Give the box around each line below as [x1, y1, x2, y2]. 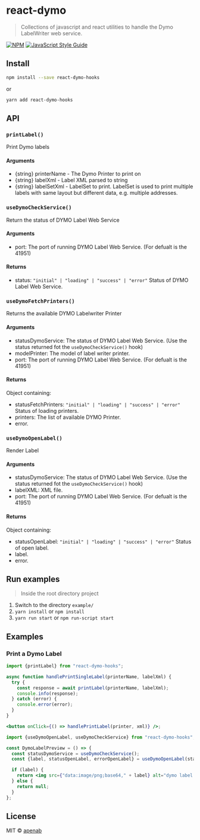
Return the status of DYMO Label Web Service [6, 216, 120, 223]
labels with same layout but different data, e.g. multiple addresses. [14, 189, 178, 197]
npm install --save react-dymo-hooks [6, 74, 100, 81]
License [6, 811, 36, 821]
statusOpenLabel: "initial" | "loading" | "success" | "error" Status [14, 538, 192, 545]
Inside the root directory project [20, 590, 99, 597]
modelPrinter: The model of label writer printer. [14, 350, 130, 357]
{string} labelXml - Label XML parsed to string [14, 177, 128, 184]
